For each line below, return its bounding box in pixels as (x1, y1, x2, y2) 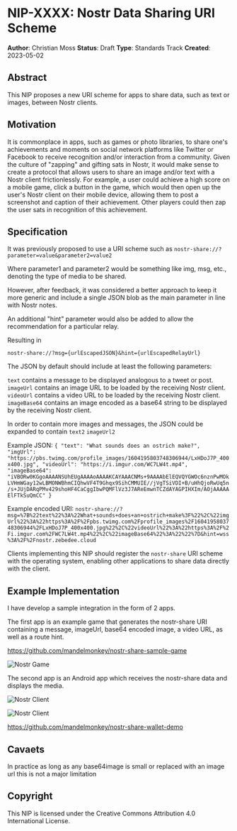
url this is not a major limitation (7, 770, 97, 778)
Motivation (7, 119, 57, 131)
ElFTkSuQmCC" (7, 492, 46, 500)
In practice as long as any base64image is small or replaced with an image (7, 762, 225, 771)
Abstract (7, 72, 47, 84)
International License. (7, 816, 71, 825)
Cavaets (7, 743, 45, 755)
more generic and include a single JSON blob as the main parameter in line (7, 293, 226, 302)
